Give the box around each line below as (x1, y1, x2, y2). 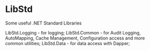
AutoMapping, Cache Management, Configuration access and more (5, 35, 145, 41)
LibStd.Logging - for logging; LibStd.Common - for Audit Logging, (5, 29, 141, 35)
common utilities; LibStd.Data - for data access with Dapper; (5, 40, 130, 46)
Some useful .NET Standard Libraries (5, 20, 82, 26)
